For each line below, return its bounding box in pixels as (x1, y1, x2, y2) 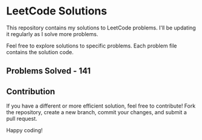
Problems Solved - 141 (6, 66, 91, 76)
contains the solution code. (6, 48, 74, 55)
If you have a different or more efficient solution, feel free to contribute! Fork (6, 102, 196, 109)
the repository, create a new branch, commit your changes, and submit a (6, 109, 187, 116)
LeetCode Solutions (6, 4, 107, 18)
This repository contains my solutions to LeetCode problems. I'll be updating (6, 24, 196, 31)
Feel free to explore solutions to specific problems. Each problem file (6, 42, 177, 49)
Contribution (6, 86, 55, 97)
